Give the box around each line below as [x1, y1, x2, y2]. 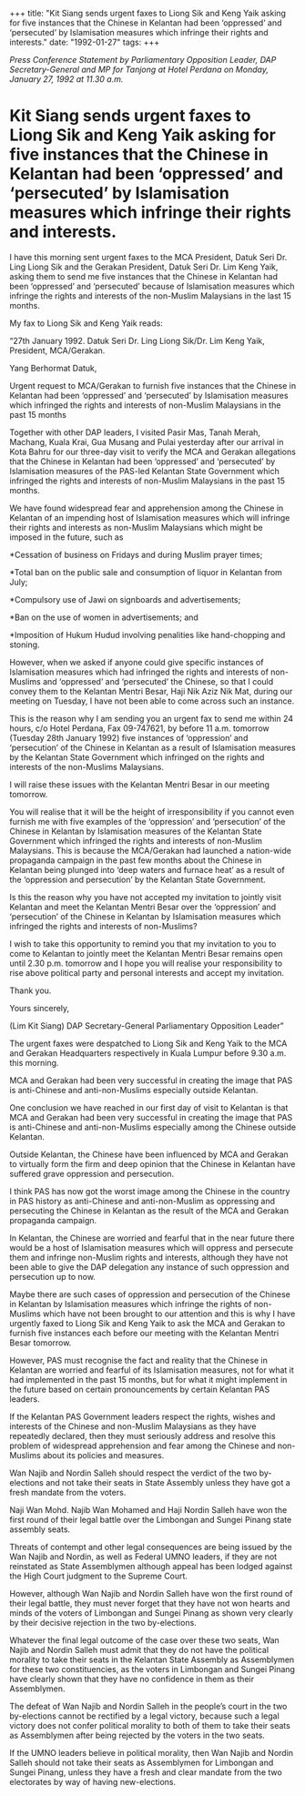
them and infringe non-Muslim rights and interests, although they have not [9, 1252, 289, 1263]
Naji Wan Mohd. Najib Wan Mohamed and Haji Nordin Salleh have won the [9, 1504, 288, 1515]
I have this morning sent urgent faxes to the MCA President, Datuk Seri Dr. [9, 251, 288, 262]
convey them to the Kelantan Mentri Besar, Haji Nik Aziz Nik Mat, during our [9, 685, 293, 696]
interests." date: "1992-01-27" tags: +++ [9, 36, 160, 47]
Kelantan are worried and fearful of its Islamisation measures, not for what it [9, 1365, 294, 1375]
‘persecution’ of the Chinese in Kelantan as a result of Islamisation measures [9, 742, 296, 753]
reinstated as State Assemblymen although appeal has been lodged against [9, 1560, 293, 1571]
